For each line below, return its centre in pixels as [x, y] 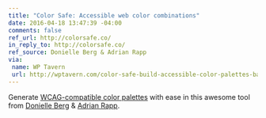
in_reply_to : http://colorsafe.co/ [67, 45]
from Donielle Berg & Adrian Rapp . [64, 105]
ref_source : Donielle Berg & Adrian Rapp [78, 52]
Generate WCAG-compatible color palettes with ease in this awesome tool [129, 97]
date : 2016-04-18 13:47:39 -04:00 [65, 23]
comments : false [35, 30]
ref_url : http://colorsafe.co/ [60, 38]
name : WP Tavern [38, 67]
